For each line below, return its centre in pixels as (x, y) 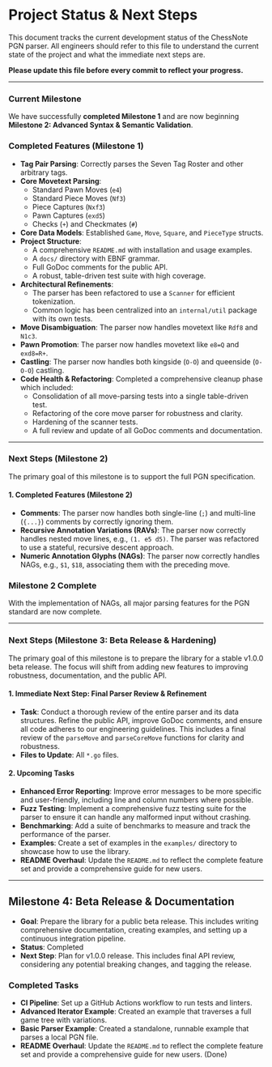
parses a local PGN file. (59, 1037)
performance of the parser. (65, 835)
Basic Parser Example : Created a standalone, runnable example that (134, 1029)
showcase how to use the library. (75, 852)
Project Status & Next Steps (103, 15)
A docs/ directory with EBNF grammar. (96, 258)
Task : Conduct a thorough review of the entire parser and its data (129, 712)
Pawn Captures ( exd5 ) (68, 215)
